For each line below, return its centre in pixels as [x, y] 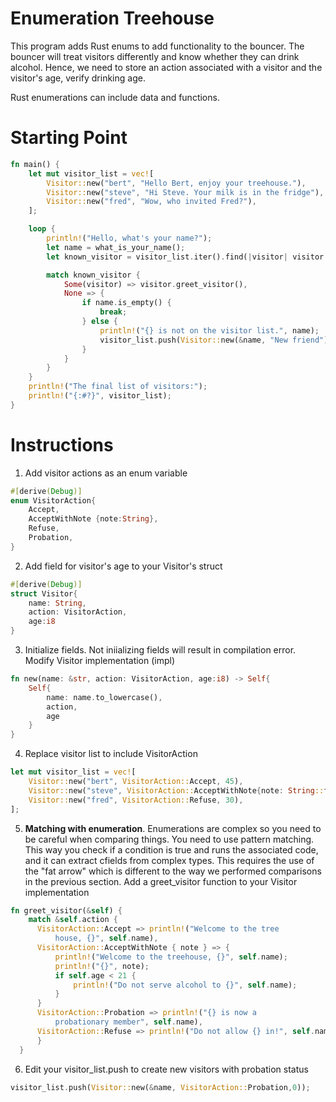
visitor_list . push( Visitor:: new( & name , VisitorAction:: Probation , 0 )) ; [160, 1087]
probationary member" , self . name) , [128, 1022]
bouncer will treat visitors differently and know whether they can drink [155, 56]
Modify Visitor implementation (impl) [100, 661]
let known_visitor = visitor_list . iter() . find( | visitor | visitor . [187, 257]
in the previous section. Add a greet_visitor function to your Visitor [161, 881]
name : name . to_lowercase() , [104, 697]
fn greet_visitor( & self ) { [66, 910]
